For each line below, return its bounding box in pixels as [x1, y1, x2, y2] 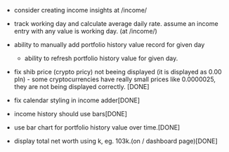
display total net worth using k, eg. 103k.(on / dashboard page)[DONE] [13, 137, 218, 145]
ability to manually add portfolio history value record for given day [13, 41, 205, 48]
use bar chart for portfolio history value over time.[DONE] [13, 123, 181, 132]
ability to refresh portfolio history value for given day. [24, 54, 178, 62]
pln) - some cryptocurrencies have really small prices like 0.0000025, [13, 75, 216, 83]
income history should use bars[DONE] [13, 110, 128, 118]
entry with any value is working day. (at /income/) [13, 27, 158, 35]
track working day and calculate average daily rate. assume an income [13, 20, 219, 27]
